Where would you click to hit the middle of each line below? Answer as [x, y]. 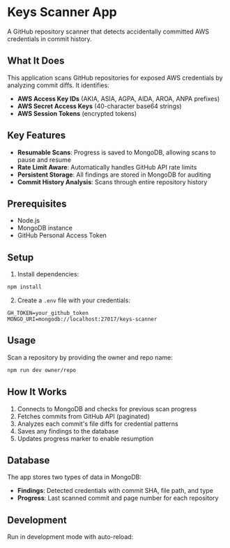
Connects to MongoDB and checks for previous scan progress [107, 408]
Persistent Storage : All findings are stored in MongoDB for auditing [114, 175]
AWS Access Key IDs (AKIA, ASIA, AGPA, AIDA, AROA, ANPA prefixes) [118, 98]
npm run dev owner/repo [42, 370]
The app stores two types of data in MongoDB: [74, 477]
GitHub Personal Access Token [62, 235]
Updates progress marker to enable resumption [85, 438]
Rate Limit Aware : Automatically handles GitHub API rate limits [107, 167]
